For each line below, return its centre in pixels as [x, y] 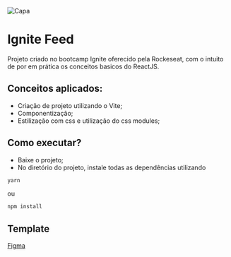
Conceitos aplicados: [55, 89]
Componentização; [45, 113]
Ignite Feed [41, 40]
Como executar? [45, 143]
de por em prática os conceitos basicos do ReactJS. [83, 66]
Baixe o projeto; [40, 160]
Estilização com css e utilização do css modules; [89, 121]
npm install [25, 207]
